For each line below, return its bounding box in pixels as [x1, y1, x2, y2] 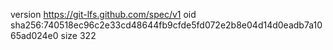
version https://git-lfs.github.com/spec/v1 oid [10, 9, 197, 20]
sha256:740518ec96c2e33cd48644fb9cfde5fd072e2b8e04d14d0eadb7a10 [10, 19, 323, 31]
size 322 [60, 30, 97, 41]
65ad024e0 [10, 30, 59, 41]
